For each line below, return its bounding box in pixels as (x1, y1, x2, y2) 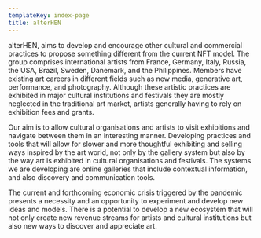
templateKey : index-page (8, 11, 90, 20)
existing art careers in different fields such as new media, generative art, (8, 74, 243, 83)
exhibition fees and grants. (8, 107, 94, 116)
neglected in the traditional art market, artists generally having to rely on (8, 99, 242, 108)
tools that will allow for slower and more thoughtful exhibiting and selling (8, 139, 242, 148)
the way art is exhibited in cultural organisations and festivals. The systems (8, 156, 252, 165)
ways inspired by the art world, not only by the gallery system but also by (8, 147, 245, 157)
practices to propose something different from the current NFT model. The (8, 49, 250, 58)
